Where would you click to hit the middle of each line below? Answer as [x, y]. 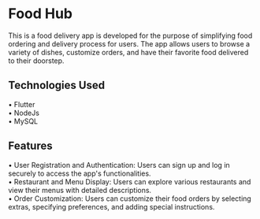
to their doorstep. [36, 61]
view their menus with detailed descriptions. [80, 190]
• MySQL [23, 121]
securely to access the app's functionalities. [80, 173]
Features [30, 146]
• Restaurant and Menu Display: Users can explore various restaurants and [130, 181]
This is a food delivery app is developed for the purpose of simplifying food [130, 35]
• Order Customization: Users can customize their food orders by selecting [130, 199]
